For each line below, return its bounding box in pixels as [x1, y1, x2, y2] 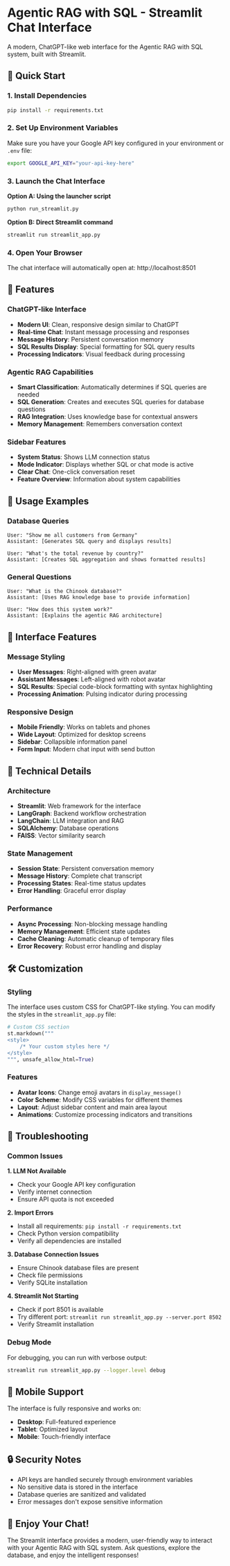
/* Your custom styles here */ [19, 1043, 110, 1050]
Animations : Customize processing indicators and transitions [17, 1110, 193, 1119]
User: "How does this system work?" [7, 606, 113, 613]
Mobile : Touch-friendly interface [17, 1433, 111, 1441]
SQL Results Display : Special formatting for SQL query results [17, 342, 195, 351]
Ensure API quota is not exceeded [17, 1195, 114, 1203]
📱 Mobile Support [7, 1386, 85, 1398]
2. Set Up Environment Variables [7, 123, 118, 133]
